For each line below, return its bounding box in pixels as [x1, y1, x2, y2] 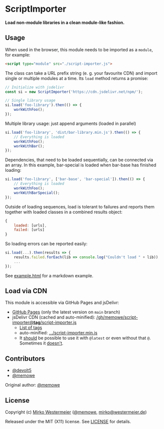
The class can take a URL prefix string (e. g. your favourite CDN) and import [5, 70, 158, 76]
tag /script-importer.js [33, 320, 77, 326]
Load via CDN [5, 287, 47, 295]
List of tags [19, 325, 42, 330]
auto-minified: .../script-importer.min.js [19, 330, 98, 336]
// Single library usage [5, 98, 56, 103]
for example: [5, 52, 31, 58]
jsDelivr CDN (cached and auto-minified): [12, 314, 96, 320]
